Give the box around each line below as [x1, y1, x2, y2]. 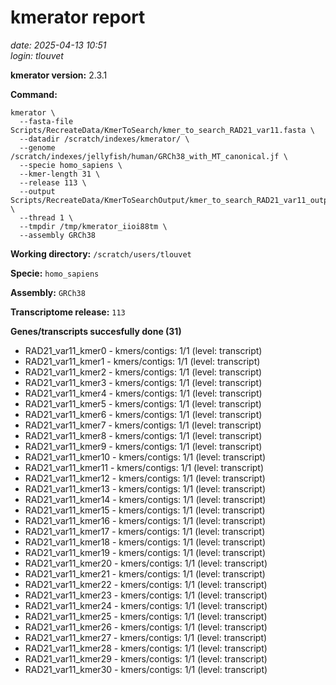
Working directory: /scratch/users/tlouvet [10, 247, 192, 260]
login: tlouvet [10, 49, 64, 61]
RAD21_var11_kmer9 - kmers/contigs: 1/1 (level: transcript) [24, 440, 263, 452]
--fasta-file [19, 116, 74, 126]
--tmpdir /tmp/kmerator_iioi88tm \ [19, 221, 168, 231]
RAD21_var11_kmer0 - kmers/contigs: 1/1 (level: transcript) [24, 344, 263, 356]
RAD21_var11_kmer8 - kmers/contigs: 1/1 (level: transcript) [24, 429, 263, 441]
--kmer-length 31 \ [19, 169, 101, 179]
